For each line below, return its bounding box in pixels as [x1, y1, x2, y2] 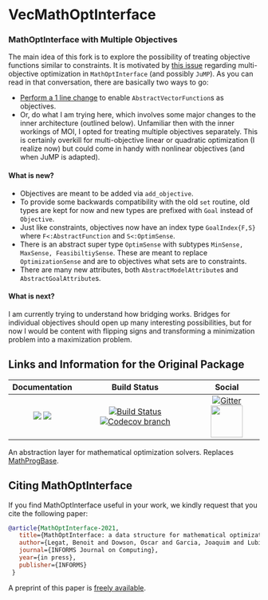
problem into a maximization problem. [8, 334, 132, 344]
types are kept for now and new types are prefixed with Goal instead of [19, 205, 254, 215]
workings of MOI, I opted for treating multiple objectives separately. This [19, 127, 258, 136]
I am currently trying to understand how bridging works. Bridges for [8, 309, 231, 318]
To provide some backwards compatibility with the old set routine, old [19, 197, 250, 207]
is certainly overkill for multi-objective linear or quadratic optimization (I [19, 136, 255, 145]
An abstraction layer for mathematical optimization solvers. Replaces [8, 447, 234, 456]
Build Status [111, 381, 160, 393]
